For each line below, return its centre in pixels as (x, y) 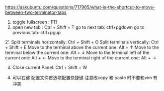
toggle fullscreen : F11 (35, 22)
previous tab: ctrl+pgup (37, 32)
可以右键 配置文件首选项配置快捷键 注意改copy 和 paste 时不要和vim (82, 78)
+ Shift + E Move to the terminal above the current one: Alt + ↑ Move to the (82, 47)
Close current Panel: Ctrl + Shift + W (50, 67)
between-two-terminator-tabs (36, 12)
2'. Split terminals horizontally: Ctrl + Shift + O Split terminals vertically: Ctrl (82, 42)
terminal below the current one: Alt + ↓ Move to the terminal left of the (77, 52)
